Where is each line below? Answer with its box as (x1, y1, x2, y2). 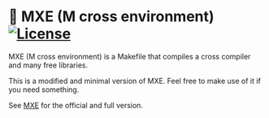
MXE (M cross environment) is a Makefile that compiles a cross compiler (8, 51, 251, 61)
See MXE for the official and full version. (8, 100, 144, 110)
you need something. (8, 85, 80, 94)
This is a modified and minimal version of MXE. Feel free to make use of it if (8, 76, 262, 85)
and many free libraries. (8, 60, 88, 70)
